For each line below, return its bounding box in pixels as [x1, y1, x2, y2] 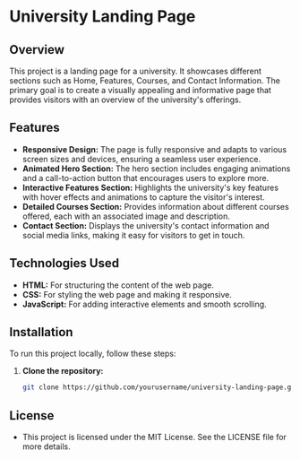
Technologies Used [9, 255, 119, 271]
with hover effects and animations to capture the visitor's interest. [21, 191, 265, 203]
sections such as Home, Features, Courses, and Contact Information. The [9, 75, 280, 86]
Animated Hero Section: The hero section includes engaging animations [21, 163, 291, 174]
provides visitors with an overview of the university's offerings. [9, 94, 242, 105]
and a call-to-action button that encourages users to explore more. [21, 172, 270, 183]
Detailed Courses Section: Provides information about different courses [21, 201, 289, 212]
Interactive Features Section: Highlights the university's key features [21, 182, 279, 193]
